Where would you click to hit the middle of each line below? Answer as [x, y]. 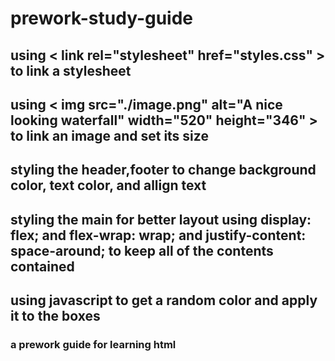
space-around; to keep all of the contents [142, 250]
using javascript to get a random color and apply [164, 300]
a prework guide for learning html [93, 345]
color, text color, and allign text [108, 185]
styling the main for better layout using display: [161, 219]
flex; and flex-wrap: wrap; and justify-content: [158, 235]
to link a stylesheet [71, 70]
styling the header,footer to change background [163, 170]
